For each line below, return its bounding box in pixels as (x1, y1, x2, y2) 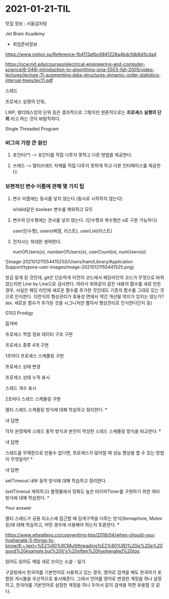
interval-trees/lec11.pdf (5, 77, 53, 83)
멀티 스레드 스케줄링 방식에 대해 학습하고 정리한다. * (5, 406, 107, 412)
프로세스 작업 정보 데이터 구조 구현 (5, 331, 73, 337)
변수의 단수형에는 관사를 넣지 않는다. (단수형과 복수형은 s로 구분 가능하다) (12, 217, 158, 223)
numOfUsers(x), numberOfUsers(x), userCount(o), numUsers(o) (12, 249, 146, 255)
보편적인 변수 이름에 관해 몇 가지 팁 (5, 183, 85, 190)
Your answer (5, 505, 32, 511)
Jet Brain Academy (5, 30, 45, 37)
